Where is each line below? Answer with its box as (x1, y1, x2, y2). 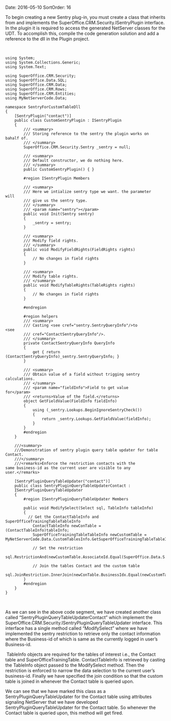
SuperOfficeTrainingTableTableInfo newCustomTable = (32, 532, 147, 537)
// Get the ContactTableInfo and (27, 514, 99, 519)
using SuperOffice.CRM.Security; (5, 73, 76, 78)
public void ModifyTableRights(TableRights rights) (23, 283, 136, 288)
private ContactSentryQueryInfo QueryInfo (23, 341, 115, 346)
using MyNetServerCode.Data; (5, 96, 67, 101)
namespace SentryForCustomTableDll (5, 104, 81, 109)
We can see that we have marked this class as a (5, 688, 106, 694)
